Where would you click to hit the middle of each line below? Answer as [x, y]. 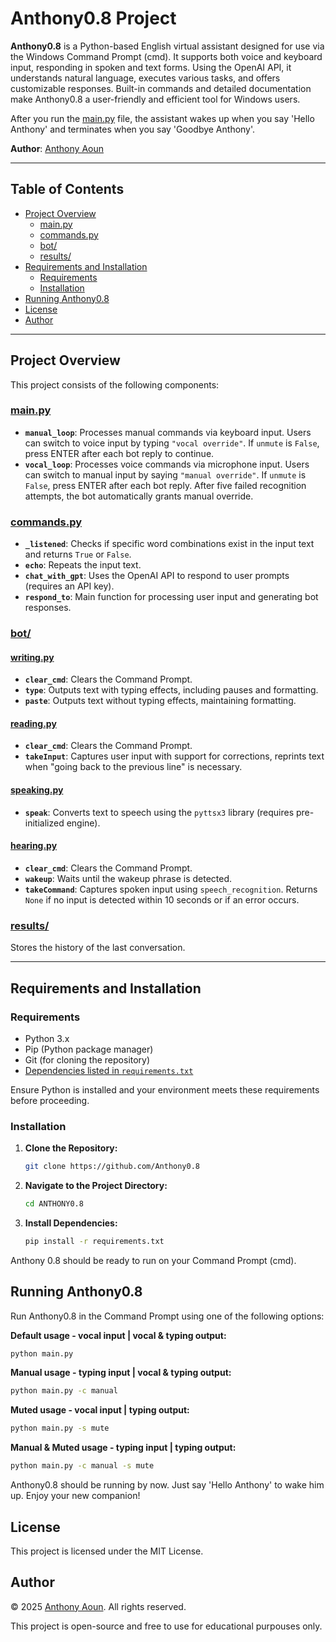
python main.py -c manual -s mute [82, 1466]
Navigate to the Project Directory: [96, 1186]
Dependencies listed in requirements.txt [109, 1070]
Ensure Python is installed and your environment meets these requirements [165, 1089]
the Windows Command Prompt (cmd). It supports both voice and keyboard [166, 56]
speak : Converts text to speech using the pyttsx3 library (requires [159, 812]
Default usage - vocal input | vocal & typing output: [118, 1335]
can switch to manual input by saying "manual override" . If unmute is [165, 474]
